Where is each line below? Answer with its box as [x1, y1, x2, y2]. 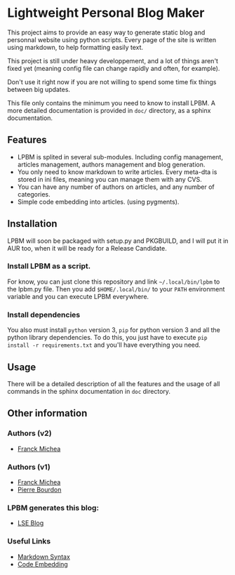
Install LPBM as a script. [7, 261, 91, 271]
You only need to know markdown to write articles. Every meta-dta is [17, 167, 217, 176]
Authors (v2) [7, 428, 52, 438]
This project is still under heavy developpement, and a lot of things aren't [7, 56, 219, 65]
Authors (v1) [7, 462, 51, 472]
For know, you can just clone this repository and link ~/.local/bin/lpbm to [7, 277, 220, 286]
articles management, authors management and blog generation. [17, 160, 206, 168]
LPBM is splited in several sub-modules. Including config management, [17, 152, 223, 161]
